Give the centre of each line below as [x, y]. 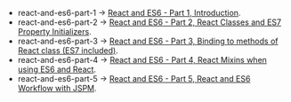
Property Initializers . [54, 31]
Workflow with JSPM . [57, 88]
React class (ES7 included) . [68, 51]
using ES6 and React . [57, 69]
